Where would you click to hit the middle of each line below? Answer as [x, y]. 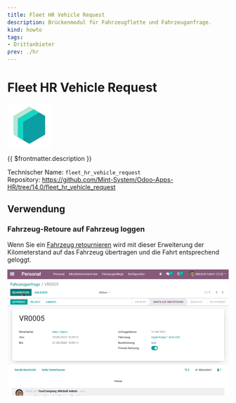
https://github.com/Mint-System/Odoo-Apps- [107, 179]
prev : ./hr [23, 52]
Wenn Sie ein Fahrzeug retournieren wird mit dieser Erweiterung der [106, 244]
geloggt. [19, 260]
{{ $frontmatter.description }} [50, 158]
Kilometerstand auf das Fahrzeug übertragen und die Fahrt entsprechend [113, 252]
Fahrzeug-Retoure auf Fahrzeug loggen [76, 229]
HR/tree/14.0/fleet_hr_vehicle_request [61, 187]
